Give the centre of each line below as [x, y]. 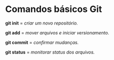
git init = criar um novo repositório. [42, 23]
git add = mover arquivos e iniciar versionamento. [57, 32]
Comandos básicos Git [54, 9]
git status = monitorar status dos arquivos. [50, 52]
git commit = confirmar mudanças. [42, 42]
